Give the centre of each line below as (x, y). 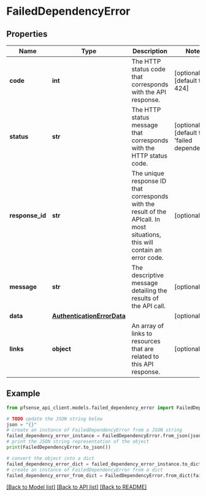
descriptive (148, 275)
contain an (147, 250)
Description (150, 51)
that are (143, 349)
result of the (149, 212)
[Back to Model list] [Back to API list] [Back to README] (77, 487)
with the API (149, 92)
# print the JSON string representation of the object (78, 442)
